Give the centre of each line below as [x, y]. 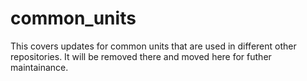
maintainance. [39, 67]
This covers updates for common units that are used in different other [153, 46]
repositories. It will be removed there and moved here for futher [141, 56]
